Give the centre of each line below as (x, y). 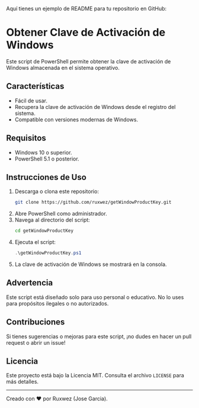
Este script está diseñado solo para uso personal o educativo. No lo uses (95, 297)
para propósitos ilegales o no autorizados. (57, 303)
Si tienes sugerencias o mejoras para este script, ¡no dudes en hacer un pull (99, 336)
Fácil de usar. (31, 101)
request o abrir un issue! (36, 342)
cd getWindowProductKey (44, 231)
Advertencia (30, 283)
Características (35, 86)
